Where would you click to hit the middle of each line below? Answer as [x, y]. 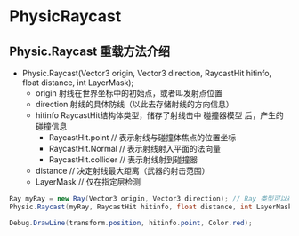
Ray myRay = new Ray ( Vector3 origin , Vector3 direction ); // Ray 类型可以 [148, 199]
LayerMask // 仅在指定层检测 [88, 182]
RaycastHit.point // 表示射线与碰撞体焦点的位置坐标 [142, 138]
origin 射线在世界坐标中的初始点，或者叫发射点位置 [129, 93]
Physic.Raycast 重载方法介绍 [90, 51]
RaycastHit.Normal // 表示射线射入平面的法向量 [134, 149]
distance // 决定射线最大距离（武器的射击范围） [122, 171]
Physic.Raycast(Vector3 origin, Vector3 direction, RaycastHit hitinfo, [147, 73]
